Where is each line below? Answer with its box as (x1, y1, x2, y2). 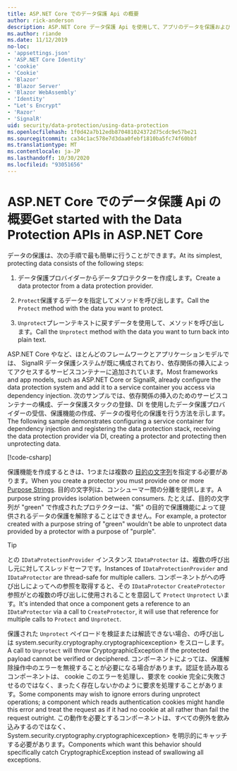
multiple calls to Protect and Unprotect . (7, 614, 122, 623)
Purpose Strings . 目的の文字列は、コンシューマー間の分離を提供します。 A (7, 485, 222, 494)
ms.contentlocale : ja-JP (7, 148, 80, 155)
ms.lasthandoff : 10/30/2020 (7, 154, 90, 162)
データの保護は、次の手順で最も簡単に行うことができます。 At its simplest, (7, 251, 222, 260)
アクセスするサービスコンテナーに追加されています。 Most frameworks (13, 368, 219, 376)
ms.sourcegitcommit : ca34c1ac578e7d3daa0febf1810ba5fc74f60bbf (7, 135, 197, 142)
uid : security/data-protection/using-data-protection (7, 121, 169, 129)
